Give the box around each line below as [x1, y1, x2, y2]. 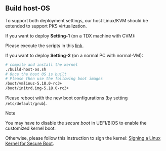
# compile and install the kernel [5, 62, 78, 67]
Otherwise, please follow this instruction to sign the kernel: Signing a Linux [5, 135, 161, 141]
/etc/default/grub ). [5, 100, 47, 106]
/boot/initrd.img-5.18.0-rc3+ [5, 86, 69, 91]
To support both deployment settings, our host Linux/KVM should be [5, 17, 148, 23]
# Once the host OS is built [5, 71, 67, 77]
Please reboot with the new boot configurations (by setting [5, 95, 128, 101]
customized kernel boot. [5, 125, 56, 131]
